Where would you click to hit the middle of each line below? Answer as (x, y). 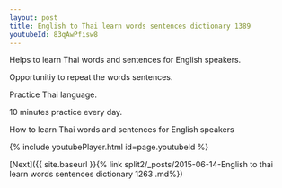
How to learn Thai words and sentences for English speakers (122, 130)
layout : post (34, 18)
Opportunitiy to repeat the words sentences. (91, 77)
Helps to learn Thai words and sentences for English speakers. (125, 60)
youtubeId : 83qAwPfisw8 (54, 34)
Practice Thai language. (53, 94)
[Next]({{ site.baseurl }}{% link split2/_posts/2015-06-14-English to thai (141, 165)
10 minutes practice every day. (66, 112)
